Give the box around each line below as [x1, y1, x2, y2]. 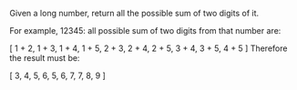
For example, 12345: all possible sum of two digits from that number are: [9, 25, 282, 35]
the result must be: [9, 53, 80, 63]
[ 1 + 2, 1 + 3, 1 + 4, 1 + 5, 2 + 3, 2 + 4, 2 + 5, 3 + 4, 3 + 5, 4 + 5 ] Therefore [9, 43, 288, 54]
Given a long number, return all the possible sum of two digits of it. [9, 8, 260, 18]
